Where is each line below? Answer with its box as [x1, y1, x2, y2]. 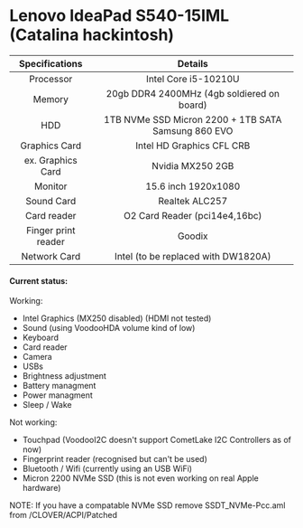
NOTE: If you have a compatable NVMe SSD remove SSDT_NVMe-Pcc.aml [9, 500, 286, 511]
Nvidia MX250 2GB [151, 159, 234, 172]
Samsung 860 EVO [152, 124, 234, 137]
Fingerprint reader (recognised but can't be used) [22, 454, 207, 465]
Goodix [177, 230, 209, 242]
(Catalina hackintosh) [9, 24, 174, 45]
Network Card [21, 250, 81, 262]
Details [177, 57, 209, 70]
